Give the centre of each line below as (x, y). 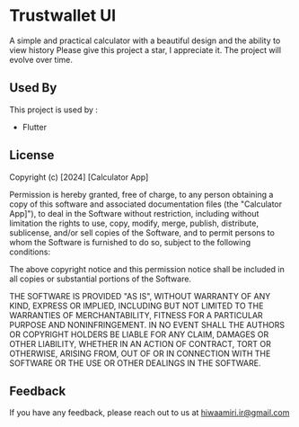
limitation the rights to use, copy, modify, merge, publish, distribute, (134, 223)
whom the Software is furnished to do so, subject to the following (130, 242)
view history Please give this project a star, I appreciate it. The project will (145, 49)
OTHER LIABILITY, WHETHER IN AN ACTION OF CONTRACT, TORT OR (140, 343)
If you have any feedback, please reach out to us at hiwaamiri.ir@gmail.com (149, 413)
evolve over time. (41, 59)
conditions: (30, 252)
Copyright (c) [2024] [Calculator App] (79, 177)
